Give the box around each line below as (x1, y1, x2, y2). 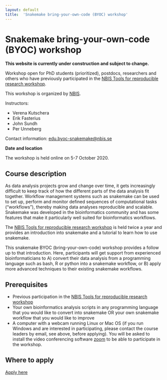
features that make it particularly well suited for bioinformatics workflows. (5, 214, 157, 220)
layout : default (5, 7, 39, 12)
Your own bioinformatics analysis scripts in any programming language (12, 304, 159, 310)
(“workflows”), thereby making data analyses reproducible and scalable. (5, 204, 154, 210)
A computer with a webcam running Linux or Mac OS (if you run (12, 320, 144, 326)
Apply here (5, 369, 28, 375)
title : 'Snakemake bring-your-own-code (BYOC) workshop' (5, 12, 128, 17)
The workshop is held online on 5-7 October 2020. (5, 155, 109, 161)
